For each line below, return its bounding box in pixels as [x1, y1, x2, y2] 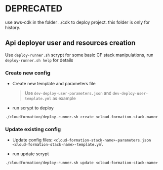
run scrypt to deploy [12, 105, 54, 111]
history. [5, 24, 21, 30]
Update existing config [5, 126, 61, 133]
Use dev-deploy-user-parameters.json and [24, 90, 112, 96]
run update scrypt [12, 151, 49, 157]
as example [52, 96, 76, 102]
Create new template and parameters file [12, 81, 96, 87]
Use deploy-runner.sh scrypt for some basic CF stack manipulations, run [5, 52, 154, 58]
